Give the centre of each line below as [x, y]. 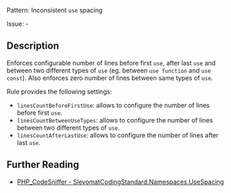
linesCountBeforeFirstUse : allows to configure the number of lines [113, 105]
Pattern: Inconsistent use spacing [55, 10]
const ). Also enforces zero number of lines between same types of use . [110, 77]
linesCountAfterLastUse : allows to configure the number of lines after [118, 135]
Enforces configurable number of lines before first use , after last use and [111, 63]
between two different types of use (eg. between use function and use [109, 70]
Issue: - [18, 24]
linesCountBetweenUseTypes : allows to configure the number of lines [115, 120]
